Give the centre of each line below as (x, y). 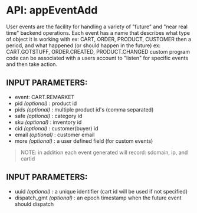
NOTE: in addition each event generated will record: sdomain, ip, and (104, 152)
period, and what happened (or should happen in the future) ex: (83, 45)
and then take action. (32, 64)
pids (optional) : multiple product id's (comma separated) (84, 109)
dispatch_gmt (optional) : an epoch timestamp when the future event (98, 198)
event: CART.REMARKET (45, 97)
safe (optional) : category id (48, 116)
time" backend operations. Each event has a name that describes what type (98, 32)
